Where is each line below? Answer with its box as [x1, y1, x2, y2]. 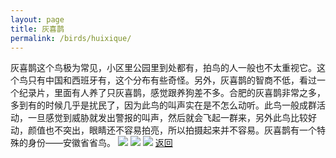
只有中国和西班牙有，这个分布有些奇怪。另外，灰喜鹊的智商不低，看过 [27, 74, 317, 86]
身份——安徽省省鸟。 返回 [27, 137, 173, 149]
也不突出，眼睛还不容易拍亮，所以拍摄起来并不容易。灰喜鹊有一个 [44, 124, 317, 136]
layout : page [10, 14, 65, 25]
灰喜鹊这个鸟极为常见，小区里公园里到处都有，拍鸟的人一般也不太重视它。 [10, 62, 317, 74]
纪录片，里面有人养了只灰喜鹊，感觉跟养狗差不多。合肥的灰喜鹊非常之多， [18, 87, 326, 99]
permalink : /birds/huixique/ [10, 33, 132, 43]
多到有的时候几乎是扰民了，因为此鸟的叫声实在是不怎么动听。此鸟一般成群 [10, 99, 317, 111]
